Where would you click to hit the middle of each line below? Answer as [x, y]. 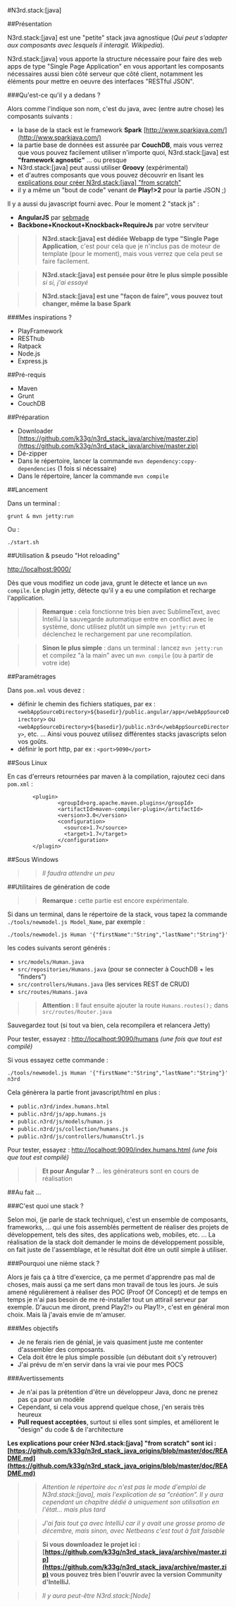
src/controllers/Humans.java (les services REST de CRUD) [104, 984]
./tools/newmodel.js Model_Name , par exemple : [76, 922]
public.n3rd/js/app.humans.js [62, 1114]
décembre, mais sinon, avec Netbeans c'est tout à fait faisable [133, 1531]
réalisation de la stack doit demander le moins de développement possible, [116, 1242]
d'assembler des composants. [61, 1349]
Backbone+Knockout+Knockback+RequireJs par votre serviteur [113, 225]
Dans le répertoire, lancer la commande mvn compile [93, 476]
